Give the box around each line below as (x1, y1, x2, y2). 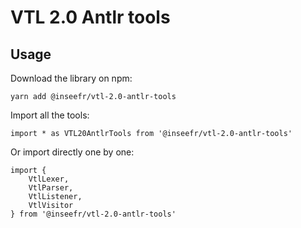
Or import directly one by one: (10, 146, 135, 158)
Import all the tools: (10, 109, 90, 121)
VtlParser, (28, 183, 74, 193)
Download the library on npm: (10, 72, 133, 84)
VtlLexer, (28, 174, 70, 184)
